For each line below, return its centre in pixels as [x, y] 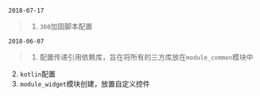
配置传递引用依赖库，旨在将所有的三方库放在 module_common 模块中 [146, 57]
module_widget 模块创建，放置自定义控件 [85, 84]
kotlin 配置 [37, 74]
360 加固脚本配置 [66, 26]
